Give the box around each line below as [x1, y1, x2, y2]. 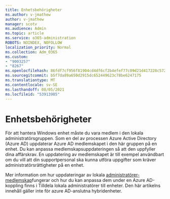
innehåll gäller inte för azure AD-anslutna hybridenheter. [5, 188, 122, 194]
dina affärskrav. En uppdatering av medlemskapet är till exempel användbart [5, 152, 164, 158]
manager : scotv [5, 21, 37, 27]
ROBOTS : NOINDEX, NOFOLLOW [5, 40, 62, 45]
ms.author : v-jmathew [5, 12, 51, 17]
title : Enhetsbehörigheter [5, 7, 62, 13]
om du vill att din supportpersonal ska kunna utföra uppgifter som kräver [5, 157, 156, 163]
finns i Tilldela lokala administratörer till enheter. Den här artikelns [24, 182, 161, 189]
